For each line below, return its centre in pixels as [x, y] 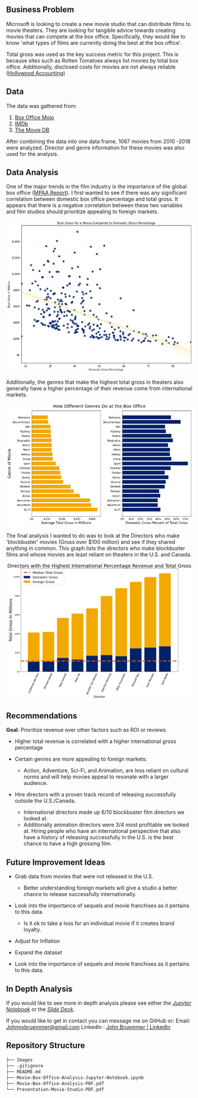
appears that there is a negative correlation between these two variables [95, 206]
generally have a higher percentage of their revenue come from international [99, 389]
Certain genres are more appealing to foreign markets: [81, 759]
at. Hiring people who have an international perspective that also [102, 831]
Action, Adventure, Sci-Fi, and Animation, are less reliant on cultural [106, 771]
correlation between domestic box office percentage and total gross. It [92, 199]
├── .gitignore [25, 1066]
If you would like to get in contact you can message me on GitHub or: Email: [98, 1021]
